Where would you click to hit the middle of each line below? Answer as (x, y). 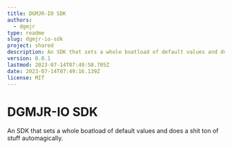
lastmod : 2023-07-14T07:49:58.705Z (58, 65)
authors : (20, 20)
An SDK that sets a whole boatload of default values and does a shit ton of (113, 131)
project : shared (30, 46)
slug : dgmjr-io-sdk (35, 39)
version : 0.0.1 (29, 59)
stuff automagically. (35, 138)
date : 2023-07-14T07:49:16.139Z (54, 71)
